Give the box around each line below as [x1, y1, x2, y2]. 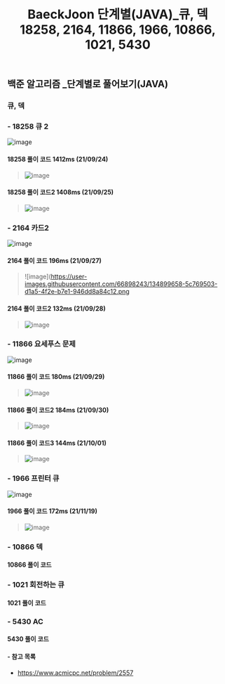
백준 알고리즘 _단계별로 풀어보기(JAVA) [7, 78, 168, 90]
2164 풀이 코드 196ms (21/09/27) [7, 256, 102, 264]
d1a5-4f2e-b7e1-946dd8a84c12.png [24, 288, 130, 296]
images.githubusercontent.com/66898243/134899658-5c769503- [24, 280, 218, 288]
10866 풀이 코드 [7, 560, 52, 569]
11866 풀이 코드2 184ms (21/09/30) [7, 406, 109, 414]
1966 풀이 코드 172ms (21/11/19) [7, 507, 98, 515]
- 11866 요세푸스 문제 [7, 339, 76, 349]
